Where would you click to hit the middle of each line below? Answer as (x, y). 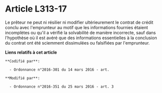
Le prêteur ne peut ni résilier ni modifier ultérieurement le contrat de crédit (79, 22)
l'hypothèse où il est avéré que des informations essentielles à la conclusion (81, 38)
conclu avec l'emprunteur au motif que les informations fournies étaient (77, 27)
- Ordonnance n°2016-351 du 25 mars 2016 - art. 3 (62, 86)
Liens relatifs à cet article (31, 52)
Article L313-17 (36, 9)
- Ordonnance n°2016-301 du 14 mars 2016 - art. (59, 70)
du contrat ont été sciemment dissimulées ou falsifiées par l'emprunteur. (77, 43)
